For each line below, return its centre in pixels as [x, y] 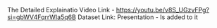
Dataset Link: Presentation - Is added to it [138, 17]
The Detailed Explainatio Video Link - [61, 10]
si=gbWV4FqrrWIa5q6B [42, 17]
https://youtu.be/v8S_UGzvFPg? [163, 10]
